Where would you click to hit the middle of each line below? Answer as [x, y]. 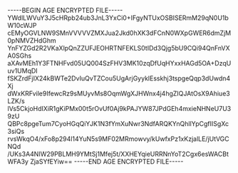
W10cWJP [22, 25]
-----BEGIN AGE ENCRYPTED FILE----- [65, 10]
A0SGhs [20, 56]
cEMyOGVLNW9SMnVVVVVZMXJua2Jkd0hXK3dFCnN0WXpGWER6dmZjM [119, 33]
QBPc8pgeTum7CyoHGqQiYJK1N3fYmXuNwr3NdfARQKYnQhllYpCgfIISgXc [118, 124]
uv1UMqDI [22, 71]
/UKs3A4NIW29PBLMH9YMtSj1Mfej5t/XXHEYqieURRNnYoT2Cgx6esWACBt [118, 154]
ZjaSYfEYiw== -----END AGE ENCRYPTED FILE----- [107, 162]
